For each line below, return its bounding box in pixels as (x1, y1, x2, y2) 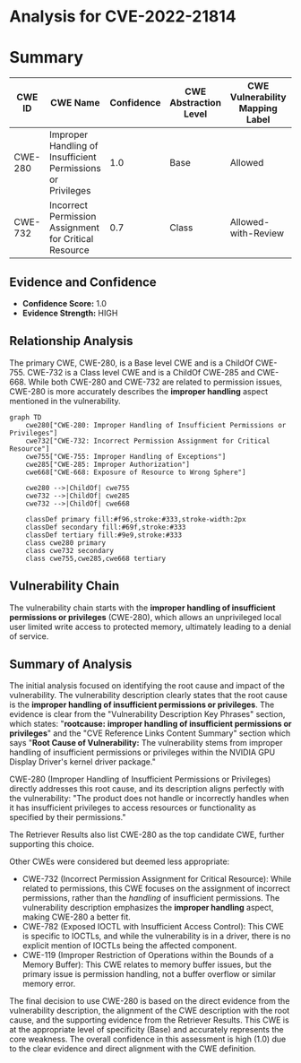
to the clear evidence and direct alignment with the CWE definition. (9, 1043, 257, 1054)
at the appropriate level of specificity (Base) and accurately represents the (9, 1024, 284, 1035)
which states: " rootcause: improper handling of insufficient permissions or (9, 719, 292, 730)
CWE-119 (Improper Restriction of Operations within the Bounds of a (21, 950, 274, 961)
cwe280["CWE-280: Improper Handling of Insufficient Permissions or (25, 420, 287, 429)
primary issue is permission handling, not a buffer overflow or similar (21, 969, 276, 980)
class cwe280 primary (25, 538, 106, 548)
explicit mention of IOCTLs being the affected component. (21, 940, 237, 951)
